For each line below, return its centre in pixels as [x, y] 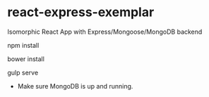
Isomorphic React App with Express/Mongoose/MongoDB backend [105, 32]
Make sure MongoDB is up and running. [75, 86]
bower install [26, 59]
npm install [23, 45]
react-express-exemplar [81, 12]
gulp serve [23, 72]
